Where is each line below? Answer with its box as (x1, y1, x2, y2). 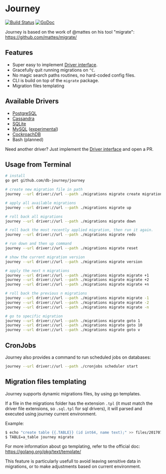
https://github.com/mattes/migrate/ (5, 34, 77, 40)
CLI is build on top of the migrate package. (12, 77, 99, 83)
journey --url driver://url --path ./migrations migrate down (5, 219, 136, 224)
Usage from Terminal (5, 160, 71, 169)
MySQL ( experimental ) (12, 126, 58, 132)
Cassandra (12, 115, 35, 121)
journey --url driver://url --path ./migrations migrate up (5, 205, 132, 210)
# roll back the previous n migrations (5, 291, 87, 296)
